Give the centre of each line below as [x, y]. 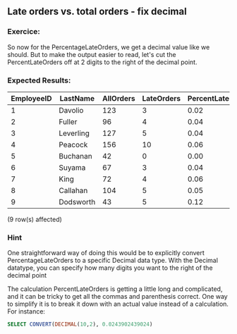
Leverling [74, 133]
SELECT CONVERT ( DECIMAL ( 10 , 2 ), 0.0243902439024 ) [80, 324]
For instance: [26, 311]
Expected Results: [39, 80]
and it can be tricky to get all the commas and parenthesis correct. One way [117, 297]
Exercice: [24, 32]
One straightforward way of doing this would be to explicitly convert [106, 253]
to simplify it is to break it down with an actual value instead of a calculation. [118, 304]
